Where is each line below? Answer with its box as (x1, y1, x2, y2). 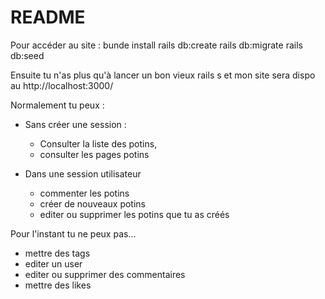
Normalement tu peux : (10, 99, 105, 111)
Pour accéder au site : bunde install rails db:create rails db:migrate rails (10, 39, 303, 51)
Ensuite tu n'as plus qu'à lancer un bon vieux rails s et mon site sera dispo (10, 69, 316, 81)
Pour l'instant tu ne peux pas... (10, 227, 137, 240)
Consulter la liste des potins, (39, 137, 158, 150)
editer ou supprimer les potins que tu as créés (39, 208, 230, 220)
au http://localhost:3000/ (10, 79, 114, 91)
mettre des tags (24, 247, 91, 259)
